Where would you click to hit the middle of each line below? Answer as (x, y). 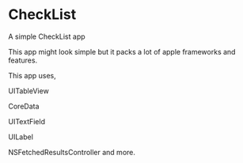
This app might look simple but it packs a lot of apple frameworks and (122, 51)
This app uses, (32, 75)
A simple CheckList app (47, 36)
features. (23, 60)
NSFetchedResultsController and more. (72, 152)
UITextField (27, 121)
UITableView (28, 91)
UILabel (21, 137)
